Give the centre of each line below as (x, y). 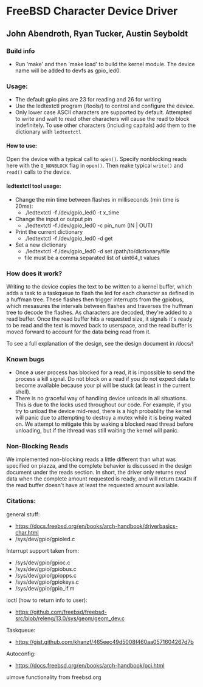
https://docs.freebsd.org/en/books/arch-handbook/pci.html (90, 665)
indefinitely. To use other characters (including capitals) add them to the (105, 125)
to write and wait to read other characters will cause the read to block (102, 119)
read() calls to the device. (39, 172)
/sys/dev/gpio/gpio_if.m (45, 588)
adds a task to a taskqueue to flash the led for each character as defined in (100, 293)
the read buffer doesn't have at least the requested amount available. (93, 485)
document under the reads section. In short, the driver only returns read (96, 473)
